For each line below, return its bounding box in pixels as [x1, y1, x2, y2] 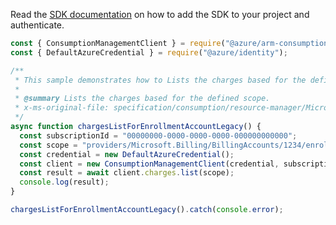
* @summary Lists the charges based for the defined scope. [14, 94, 271, 104]
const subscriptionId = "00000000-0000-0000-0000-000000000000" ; [19, 130, 298, 141]
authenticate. [10, 19, 65, 31]
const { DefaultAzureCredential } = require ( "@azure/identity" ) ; [10, 47, 288, 58]
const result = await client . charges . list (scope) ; [19, 168, 235, 178]
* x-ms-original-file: [14, 103, 110, 113]
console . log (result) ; [19, 177, 110, 188]
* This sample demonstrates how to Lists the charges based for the [14, 75, 307, 85]
